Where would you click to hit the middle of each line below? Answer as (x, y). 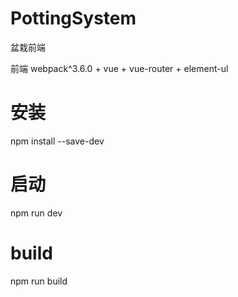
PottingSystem (73, 18)
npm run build (39, 281)
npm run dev (36, 213)
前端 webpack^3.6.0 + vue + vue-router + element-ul (119, 68)
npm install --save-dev (57, 141)
